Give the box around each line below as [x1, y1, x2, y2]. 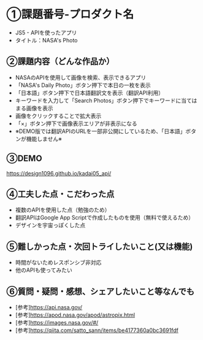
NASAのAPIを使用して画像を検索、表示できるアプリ [15, 74, 147, 81]
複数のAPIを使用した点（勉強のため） [15, 206, 110, 214]
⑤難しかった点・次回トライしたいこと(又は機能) [6, 241, 193, 252]
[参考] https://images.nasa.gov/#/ [15, 319, 99, 326]
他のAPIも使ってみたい [15, 266, 72, 274]
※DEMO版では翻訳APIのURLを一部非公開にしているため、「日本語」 [15, 127, 186, 134]
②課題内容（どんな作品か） [6, 56, 115, 67]
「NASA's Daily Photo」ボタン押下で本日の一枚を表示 [15, 81, 151, 88]
